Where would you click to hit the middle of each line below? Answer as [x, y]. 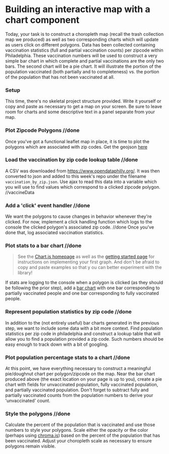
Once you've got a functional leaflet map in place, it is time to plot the [77, 141]
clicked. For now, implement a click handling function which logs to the [79, 222]
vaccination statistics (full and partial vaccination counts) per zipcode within [84, 50]
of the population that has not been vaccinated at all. [60, 77]
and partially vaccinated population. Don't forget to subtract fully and [77, 390]
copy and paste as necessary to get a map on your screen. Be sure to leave [84, 107]
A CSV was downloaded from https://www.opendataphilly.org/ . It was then [82, 171]
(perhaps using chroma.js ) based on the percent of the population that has [83, 435]
